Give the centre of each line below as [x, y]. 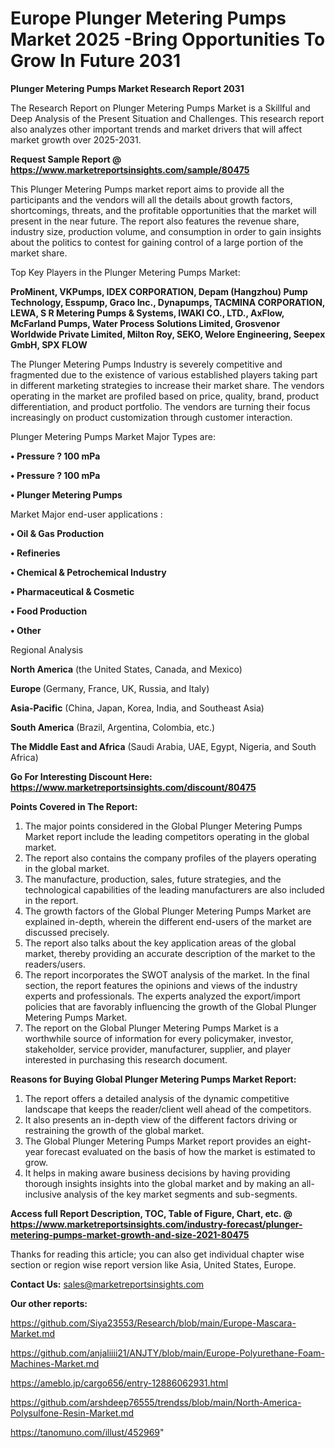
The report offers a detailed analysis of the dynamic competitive [157, 1098]
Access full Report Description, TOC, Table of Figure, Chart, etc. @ [151, 1213]
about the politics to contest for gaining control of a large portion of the [157, 242]
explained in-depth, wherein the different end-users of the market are [168, 921]
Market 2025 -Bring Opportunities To [168, 39]
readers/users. [55, 964]
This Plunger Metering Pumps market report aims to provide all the [147, 189]
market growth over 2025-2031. [76, 139]
